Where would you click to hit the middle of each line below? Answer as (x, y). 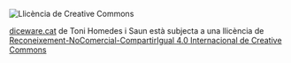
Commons (28, 50)
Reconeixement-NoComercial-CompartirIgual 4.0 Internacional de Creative (145, 40)
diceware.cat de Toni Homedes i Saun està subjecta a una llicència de (137, 31)
